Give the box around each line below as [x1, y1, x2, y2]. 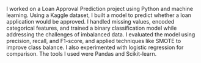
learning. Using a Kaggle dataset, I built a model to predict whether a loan [6, 12, 191, 19]
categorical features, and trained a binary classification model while [6, 24, 177, 31]
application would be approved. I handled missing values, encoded [6, 18, 175, 25]
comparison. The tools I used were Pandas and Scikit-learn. [6, 50, 157, 57]
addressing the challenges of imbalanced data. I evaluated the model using [6, 31, 196, 38]
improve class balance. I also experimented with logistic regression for [6, 44, 184, 51]
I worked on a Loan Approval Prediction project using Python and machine [6, 5, 194, 12]
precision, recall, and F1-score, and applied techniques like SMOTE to [6, 38, 181, 44]
